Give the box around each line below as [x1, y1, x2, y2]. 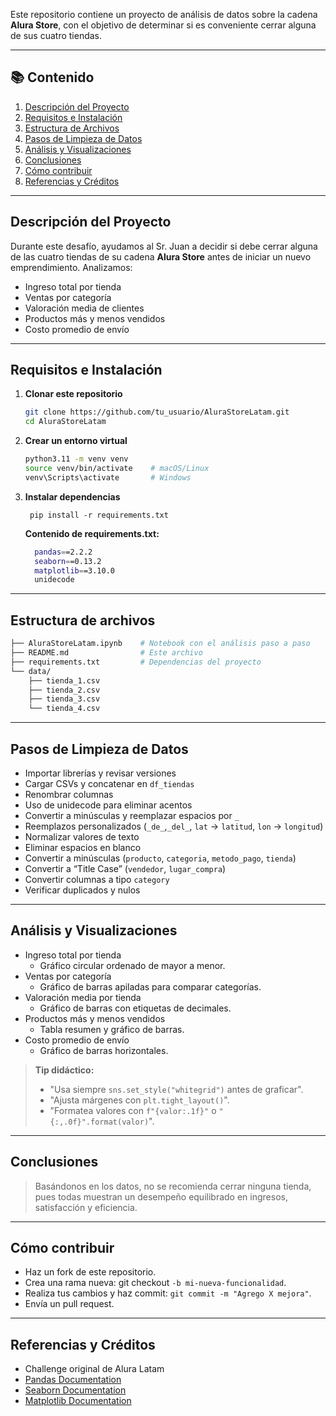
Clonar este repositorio [24, 388, 123, 400]
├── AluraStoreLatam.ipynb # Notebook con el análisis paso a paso [10, 639, 311, 649]
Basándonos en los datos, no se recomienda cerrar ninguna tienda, [34, 1180, 312, 1192]
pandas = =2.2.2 [34, 547, 93, 557]
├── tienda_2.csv [28, 685, 101, 695]
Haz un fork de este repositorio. [24, 1266, 157, 1278]
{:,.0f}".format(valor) [49, 1117, 150, 1127]
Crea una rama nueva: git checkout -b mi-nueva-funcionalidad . [24, 1277, 287, 1289]
